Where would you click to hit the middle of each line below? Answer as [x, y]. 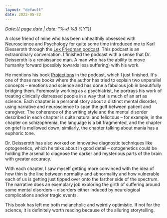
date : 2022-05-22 [23, 14]
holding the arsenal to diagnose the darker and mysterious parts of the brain [83, 153]
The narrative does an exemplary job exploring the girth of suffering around [83, 184]
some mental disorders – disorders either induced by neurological [73, 189]
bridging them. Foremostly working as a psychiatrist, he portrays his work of [83, 90]
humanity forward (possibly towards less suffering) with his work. [72, 65]
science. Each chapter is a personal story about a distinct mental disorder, [81, 101]
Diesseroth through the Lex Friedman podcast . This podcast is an [72, 49]
